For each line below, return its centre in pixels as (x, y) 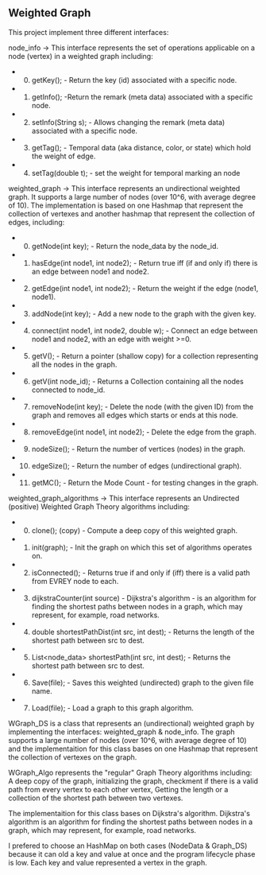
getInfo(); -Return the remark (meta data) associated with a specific (142, 97)
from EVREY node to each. (75, 581)
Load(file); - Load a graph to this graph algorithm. (113, 708)
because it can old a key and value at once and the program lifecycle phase (132, 854)
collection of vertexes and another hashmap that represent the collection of (132, 213)
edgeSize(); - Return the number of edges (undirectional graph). (137, 465)
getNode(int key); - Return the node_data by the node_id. (125, 246)
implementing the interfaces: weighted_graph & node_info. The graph (121, 732)
